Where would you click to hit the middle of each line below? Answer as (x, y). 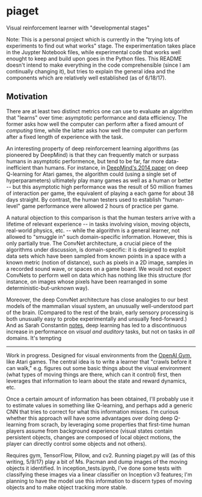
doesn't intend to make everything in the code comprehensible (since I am (98, 65)
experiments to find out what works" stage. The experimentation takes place (101, 46)
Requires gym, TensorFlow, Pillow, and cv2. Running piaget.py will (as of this (101, 455)
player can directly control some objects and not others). (77, 443)
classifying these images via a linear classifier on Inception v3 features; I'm (99, 474)
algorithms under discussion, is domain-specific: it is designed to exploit (96, 249)
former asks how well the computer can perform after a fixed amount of (95, 124)
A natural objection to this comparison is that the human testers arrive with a (101, 217)
